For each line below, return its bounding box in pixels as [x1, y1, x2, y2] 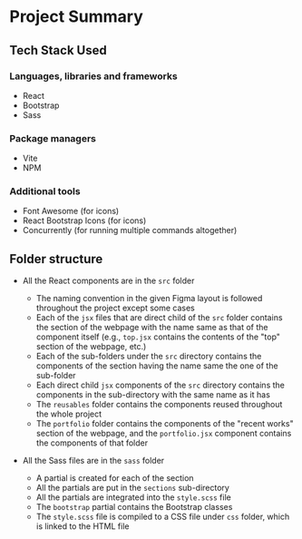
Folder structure [9, 251, 103, 267]
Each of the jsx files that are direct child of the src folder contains [35, 312, 283, 323]
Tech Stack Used [9, 43, 107, 58]
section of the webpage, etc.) [35, 341, 147, 352]
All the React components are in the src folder [22, 275, 195, 287]
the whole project [35, 408, 102, 419]
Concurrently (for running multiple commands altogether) [22, 225, 238, 236]
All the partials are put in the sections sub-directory [35, 483, 229, 494]
